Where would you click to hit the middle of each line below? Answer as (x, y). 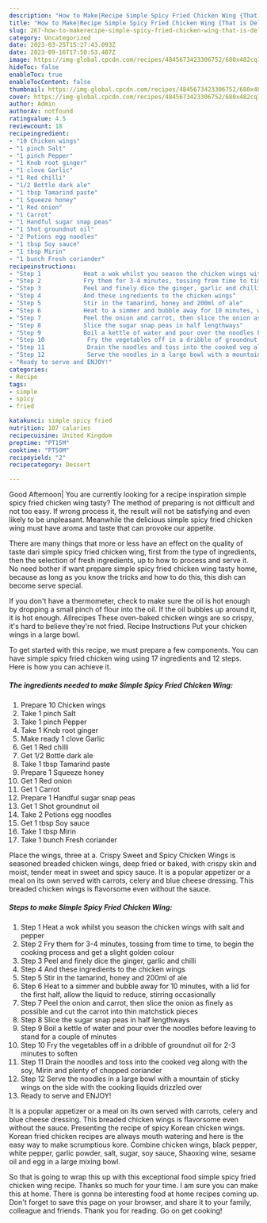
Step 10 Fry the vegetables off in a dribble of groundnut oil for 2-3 (128, 1045)
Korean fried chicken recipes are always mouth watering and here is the (126, 1137)
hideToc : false (34, 67)
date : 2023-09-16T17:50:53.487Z (62, 52)
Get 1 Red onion (46, 781)
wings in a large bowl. (45, 635)
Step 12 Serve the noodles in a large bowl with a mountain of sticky (130, 1079)
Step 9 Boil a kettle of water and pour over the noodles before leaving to (138, 1029)
